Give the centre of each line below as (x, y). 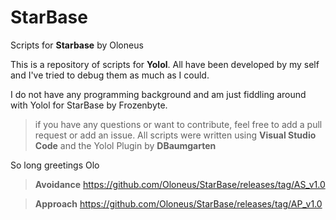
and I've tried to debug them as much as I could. (110, 75)
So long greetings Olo (55, 165)
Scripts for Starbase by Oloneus (77, 45)
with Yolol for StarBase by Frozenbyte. (89, 105)
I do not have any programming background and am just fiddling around (158, 94)
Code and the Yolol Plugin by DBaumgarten (125, 145)
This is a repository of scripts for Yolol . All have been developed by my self (165, 64)
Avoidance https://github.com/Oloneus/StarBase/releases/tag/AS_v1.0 (180, 184)
